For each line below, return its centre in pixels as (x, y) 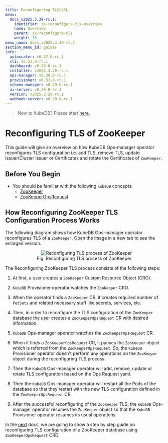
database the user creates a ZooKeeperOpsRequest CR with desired (80, 318)
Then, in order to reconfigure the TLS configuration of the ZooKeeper (83, 312)
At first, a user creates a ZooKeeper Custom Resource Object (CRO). (82, 278)
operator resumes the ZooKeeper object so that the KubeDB (91, 409)
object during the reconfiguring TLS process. (59, 358)
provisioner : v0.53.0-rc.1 (38, 80)
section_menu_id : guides (31, 47)
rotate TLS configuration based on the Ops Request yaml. (72, 374)
